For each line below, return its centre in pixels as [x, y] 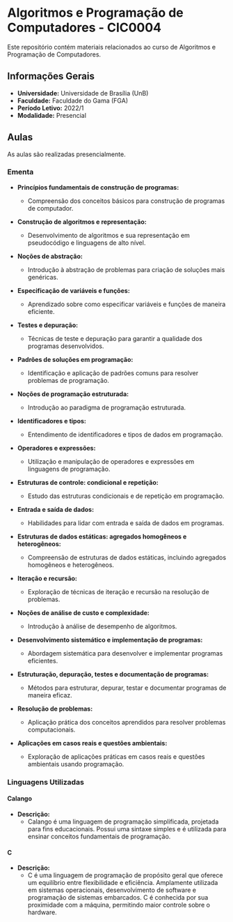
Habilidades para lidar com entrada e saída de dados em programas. [126, 523]
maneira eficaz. [50, 695]
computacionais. [51, 730]
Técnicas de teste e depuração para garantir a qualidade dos [115, 338]
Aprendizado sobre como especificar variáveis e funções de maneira [127, 304]
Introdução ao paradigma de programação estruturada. [107, 407]
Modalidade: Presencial [52, 115]
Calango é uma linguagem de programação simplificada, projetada [123, 822]
